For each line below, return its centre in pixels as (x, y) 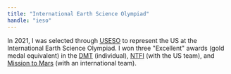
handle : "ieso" (30, 20)
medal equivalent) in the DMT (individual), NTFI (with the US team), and (111, 55)
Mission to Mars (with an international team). (72, 63)
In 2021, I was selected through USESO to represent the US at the (102, 40)
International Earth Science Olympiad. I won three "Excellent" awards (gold (116, 48)
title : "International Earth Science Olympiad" (79, 14)
